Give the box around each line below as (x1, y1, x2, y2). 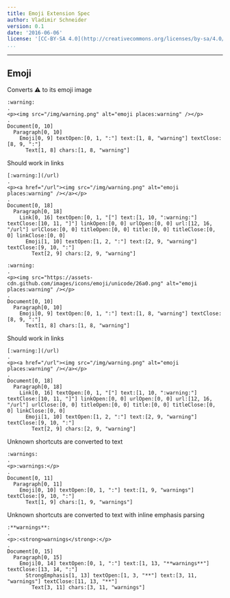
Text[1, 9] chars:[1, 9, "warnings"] (25, 499, 133, 505)
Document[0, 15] (7, 548, 53, 555)
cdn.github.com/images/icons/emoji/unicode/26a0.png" (7, 280, 164, 287)
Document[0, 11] (7, 475, 53, 481)
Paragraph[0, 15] (13, 553, 63, 561)
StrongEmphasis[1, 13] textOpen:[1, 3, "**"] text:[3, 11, (25, 572, 197, 579)
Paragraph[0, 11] (13, 481, 63, 488)
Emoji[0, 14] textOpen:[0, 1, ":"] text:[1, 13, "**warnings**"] (19, 560, 210, 566)
